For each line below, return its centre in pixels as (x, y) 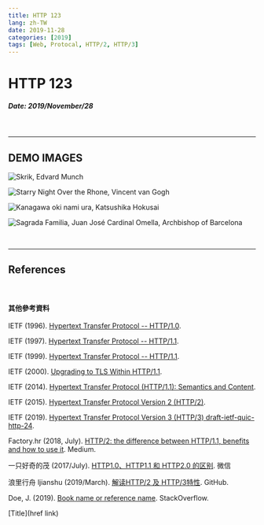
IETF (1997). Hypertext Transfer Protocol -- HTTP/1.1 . (93, 341)
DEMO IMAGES (46, 158)
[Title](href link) (33, 513)
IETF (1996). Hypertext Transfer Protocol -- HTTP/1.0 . (95, 326)
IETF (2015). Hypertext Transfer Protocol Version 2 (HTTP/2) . (107, 402)
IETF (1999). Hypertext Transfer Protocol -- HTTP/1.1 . (94, 357)
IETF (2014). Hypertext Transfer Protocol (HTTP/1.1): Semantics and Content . (132, 387)
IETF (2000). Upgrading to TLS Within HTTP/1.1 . (85, 372)
